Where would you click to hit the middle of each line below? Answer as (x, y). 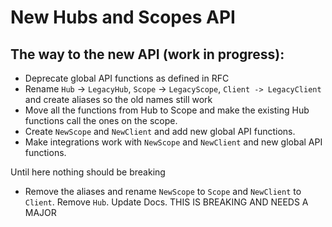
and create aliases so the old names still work (118, 99)
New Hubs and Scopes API (123, 17)
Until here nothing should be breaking (88, 172)
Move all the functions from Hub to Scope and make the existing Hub (167, 110)
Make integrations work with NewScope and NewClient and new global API (173, 142)
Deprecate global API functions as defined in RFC (127, 78)
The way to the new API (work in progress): (147, 54)
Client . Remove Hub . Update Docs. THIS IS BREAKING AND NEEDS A (166, 202)
